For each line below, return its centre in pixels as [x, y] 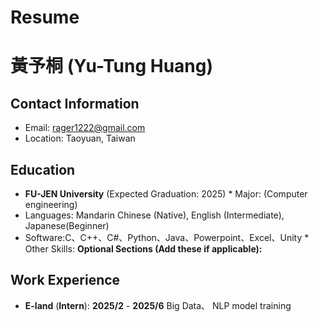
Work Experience [65, 280]
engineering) [51, 204]
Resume [45, 17]
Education [43, 169]
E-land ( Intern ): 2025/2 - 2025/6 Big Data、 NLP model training [158, 305]
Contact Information [75, 103]
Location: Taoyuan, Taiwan [80, 138]
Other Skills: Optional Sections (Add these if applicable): [143, 249]
